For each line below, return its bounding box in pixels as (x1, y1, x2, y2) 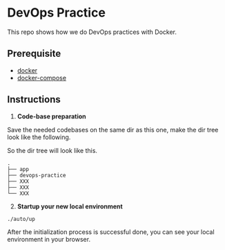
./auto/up (7, 215, 36, 222)
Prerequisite (7, 48, 61, 60)
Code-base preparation (17, 112, 86, 120)
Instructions (7, 93, 61, 105)
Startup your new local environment (17, 202, 123, 211)
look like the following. (7, 133, 71, 141)
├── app (7, 166, 30, 172)
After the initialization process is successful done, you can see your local (7, 227, 215, 236)
